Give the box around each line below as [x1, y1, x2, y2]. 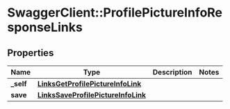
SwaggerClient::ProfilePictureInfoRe [7, 5, 223, 21]
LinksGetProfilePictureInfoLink [37, 79, 142, 88]
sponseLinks [7, 19, 83, 35]
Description [152, 68, 192, 77]
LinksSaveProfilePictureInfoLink [37, 90, 147, 99]
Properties [7, 47, 54, 59]
